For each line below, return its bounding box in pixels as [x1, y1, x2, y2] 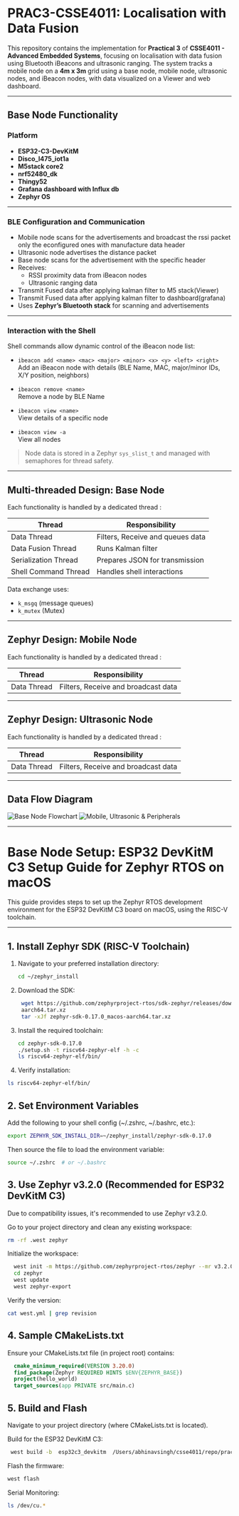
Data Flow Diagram [7, 794, 93, 806]
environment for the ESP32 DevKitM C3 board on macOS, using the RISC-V [7, 905, 228, 914]
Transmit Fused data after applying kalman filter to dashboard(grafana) [17, 293, 226, 302]
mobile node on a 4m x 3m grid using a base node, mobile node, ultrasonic [7, 66, 228, 75]
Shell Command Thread [11, 567, 90, 577]
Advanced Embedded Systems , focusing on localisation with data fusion [7, 51, 223, 60]
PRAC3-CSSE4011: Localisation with [7, 5, 226, 21]
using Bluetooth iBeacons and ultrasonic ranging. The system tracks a [7, 59, 213, 67]
